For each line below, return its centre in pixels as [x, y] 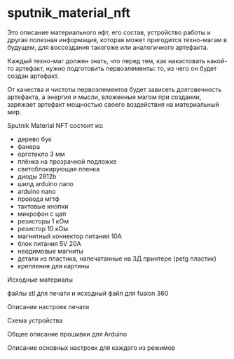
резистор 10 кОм [43, 228]
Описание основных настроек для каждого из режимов [91, 347]
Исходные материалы [40, 280]
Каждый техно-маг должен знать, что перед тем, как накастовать [106, 60]
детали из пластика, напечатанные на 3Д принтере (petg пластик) [117, 259]
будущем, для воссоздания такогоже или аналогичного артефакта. [108, 47]
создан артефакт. [33, 76]
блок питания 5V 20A [49, 243]
